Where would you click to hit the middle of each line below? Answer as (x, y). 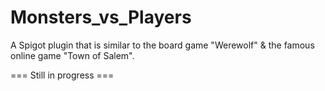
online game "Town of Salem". (72, 55)
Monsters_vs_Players (101, 17)
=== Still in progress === (62, 75)
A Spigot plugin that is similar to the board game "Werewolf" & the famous (162, 45)
